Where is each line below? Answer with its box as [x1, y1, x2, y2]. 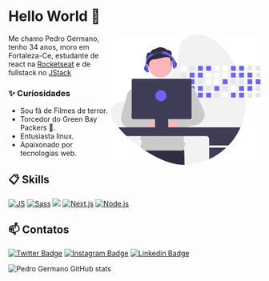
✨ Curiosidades [8, 87, 70, 98]
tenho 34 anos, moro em [8, 42, 90, 51]
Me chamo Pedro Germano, [8, 34, 100, 43]
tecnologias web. [19, 148, 77, 159]
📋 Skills [8, 172, 50, 187]
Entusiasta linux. [19, 131, 74, 141]
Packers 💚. [19, 123, 56, 133]
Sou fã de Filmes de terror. [19, 106, 108, 115]
